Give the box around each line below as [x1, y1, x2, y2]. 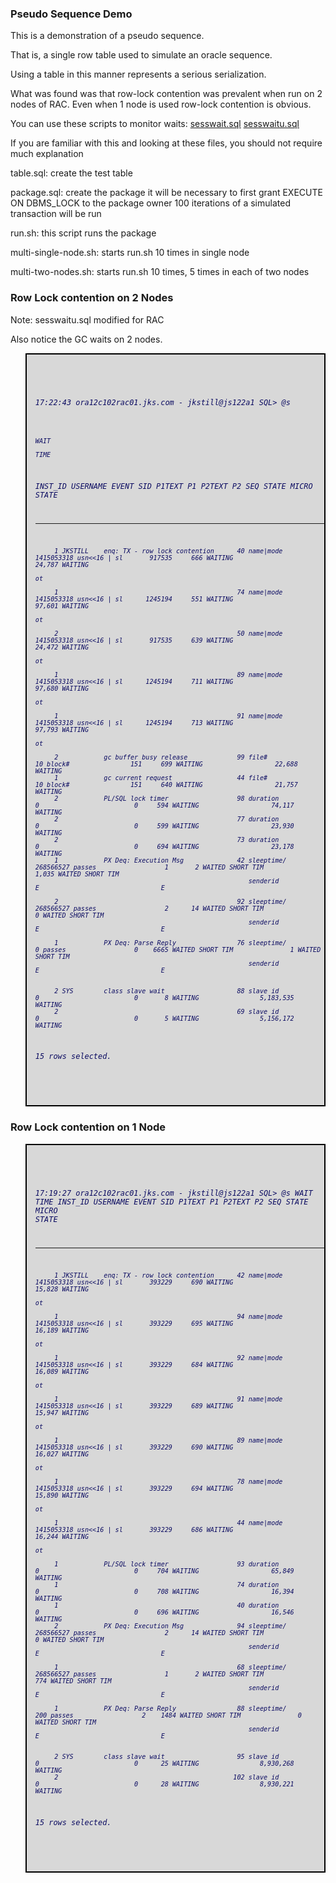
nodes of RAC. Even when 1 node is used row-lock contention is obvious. [10, 98, 312, 111]
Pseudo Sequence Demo [10, 7, 133, 21]
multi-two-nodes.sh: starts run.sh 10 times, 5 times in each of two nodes [10, 266, 310, 278]
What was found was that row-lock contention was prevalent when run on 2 [10, 88, 323, 100]
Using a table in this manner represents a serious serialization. [10, 68, 267, 81]
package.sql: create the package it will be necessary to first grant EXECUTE [10, 187, 323, 199]
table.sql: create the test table [10, 167, 133, 179]
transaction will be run [10, 208, 102, 220]
